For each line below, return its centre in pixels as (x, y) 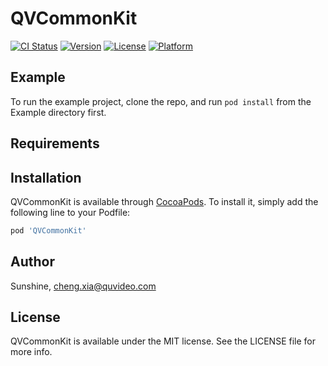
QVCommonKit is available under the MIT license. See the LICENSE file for (163, 341)
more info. (31, 352)
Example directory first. (58, 112)
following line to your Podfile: (70, 212)
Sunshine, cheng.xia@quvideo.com (83, 286)
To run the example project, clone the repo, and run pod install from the (161, 101)
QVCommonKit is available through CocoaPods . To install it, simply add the (164, 201)
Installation (46, 177)
